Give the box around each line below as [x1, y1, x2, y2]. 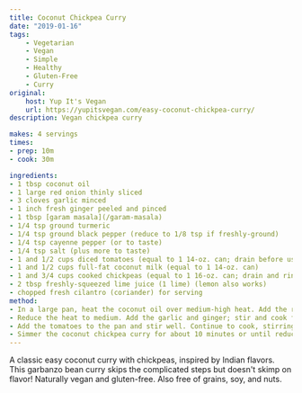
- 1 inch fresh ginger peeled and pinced [9, 204, 167, 214]
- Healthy [25, 64, 63, 73]
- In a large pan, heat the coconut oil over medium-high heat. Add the [9, 305, 288, 314]
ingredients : [9, 171, 58, 180]
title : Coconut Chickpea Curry [9, 13, 127, 22]
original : [9, 88, 47, 97]
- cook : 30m [9, 155, 54, 164]
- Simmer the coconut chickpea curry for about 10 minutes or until [9, 330, 271, 339]
